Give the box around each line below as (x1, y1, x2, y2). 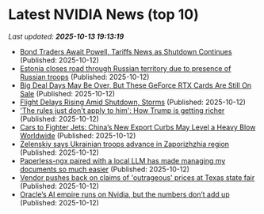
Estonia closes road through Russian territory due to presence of (19, 63, 231, 73)
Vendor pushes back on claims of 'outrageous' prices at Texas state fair (19, 172, 255, 182)
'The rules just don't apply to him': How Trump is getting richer (19, 105, 225, 115)
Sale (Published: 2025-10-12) (19, 88, 116, 98)
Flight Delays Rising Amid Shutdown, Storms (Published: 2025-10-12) (19, 97, 246, 107)
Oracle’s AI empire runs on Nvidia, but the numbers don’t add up (19, 190, 230, 199)
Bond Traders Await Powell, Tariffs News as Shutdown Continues (19, 47, 232, 56)
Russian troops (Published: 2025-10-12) (19, 72, 150, 81)
